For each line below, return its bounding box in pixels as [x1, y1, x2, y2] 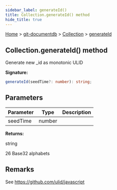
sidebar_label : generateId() [5, 7, 67, 13]
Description [62, 109, 92, 116]
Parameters [5, 93, 43, 102]
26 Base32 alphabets [5, 150, 50, 156]
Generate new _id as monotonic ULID [5, 59, 83, 66]
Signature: [5, 70, 28, 76]
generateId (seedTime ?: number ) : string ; [5, 79, 93, 85]
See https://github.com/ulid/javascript [5, 179, 85, 185]
